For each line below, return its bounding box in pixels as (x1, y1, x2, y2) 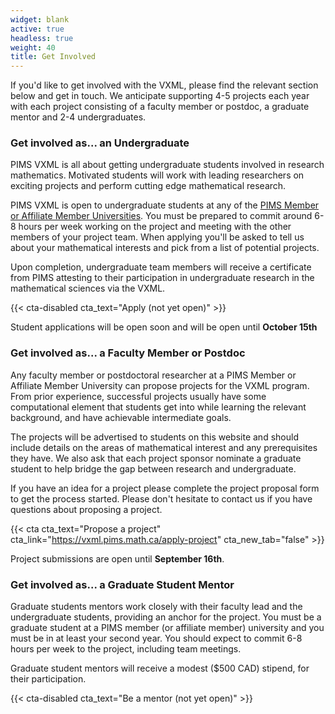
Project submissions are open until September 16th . (10, 552, 225, 565)
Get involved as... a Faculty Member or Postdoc (10, 346, 246, 360)
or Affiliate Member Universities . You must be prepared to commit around (10, 210, 313, 222)
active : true (10, 24, 65, 34)
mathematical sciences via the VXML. (10, 282, 166, 295)
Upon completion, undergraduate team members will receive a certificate (10, 261, 312, 273)
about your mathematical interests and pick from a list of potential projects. (10, 242, 320, 254)
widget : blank (10, 14, 70, 25)
